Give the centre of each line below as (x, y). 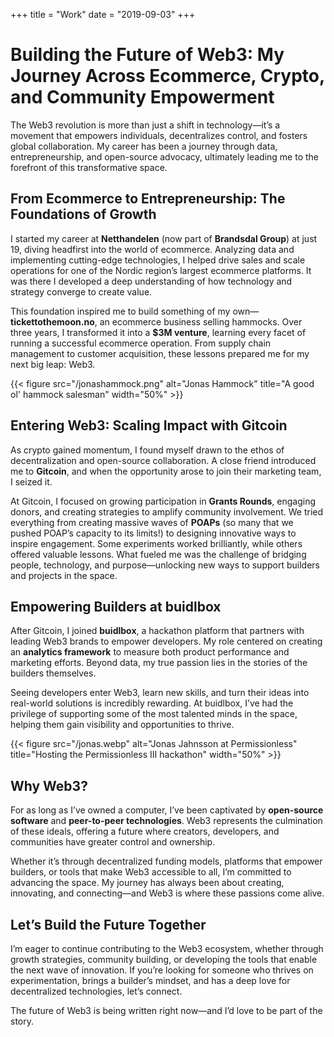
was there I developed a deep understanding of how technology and (151, 281)
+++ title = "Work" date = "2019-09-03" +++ (103, 14)
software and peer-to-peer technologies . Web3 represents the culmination (166, 821)
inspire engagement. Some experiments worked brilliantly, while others (156, 543)
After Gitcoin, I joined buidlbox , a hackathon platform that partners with (157, 631)
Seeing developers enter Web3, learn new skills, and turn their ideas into (160, 693)
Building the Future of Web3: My (147, 55)
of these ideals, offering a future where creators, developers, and (145, 831)
